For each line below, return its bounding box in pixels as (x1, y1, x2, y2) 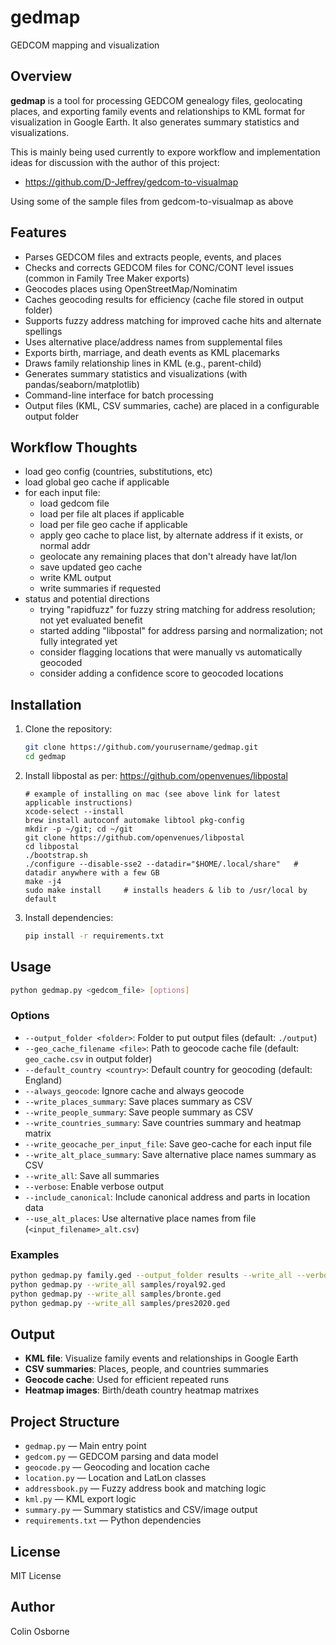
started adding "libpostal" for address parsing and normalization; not (39, 625, 323, 637)
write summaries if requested (39, 582, 162, 595)
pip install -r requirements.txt (24, 931, 165, 941)
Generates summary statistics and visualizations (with (24, 367, 248, 380)
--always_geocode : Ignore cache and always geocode (24, 1084, 245, 1096)
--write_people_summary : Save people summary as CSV (24, 1106, 254, 1118)
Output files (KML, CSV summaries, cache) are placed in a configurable (24, 399, 320, 411)
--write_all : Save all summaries (24, 1169, 160, 1181)
